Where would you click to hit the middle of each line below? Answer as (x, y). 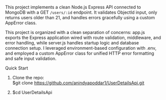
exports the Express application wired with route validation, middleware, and (83, 37)
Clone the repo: (28, 78)
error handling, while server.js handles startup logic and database (72, 43)
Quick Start (17, 68)
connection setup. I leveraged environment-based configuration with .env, (81, 48)
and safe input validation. (31, 58)
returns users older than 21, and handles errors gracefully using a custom (80, 17)
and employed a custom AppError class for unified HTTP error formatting (80, 53)
